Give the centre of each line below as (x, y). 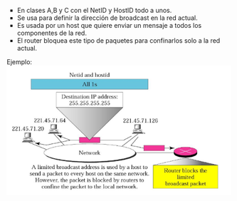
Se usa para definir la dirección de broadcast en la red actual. (107, 18)
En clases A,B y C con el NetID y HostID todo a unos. (94, 10)
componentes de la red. (52, 33)
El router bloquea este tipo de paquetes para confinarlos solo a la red (118, 41)
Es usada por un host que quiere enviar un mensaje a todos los (109, 25)
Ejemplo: (20, 62)
